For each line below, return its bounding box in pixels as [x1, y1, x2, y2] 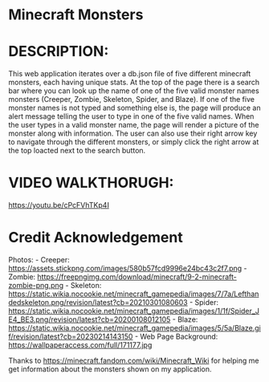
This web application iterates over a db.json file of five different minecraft [8, 69, 251, 79]
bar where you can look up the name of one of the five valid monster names [8, 86, 259, 95]
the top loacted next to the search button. [8, 146, 146, 156]
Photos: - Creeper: [8, 255, 70, 264]
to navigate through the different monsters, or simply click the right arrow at [8, 137, 259, 147]
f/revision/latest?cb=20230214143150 [8, 331, 133, 341]
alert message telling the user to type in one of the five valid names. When [8, 112, 255, 121]
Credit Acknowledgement [8, 229, 183, 246]
